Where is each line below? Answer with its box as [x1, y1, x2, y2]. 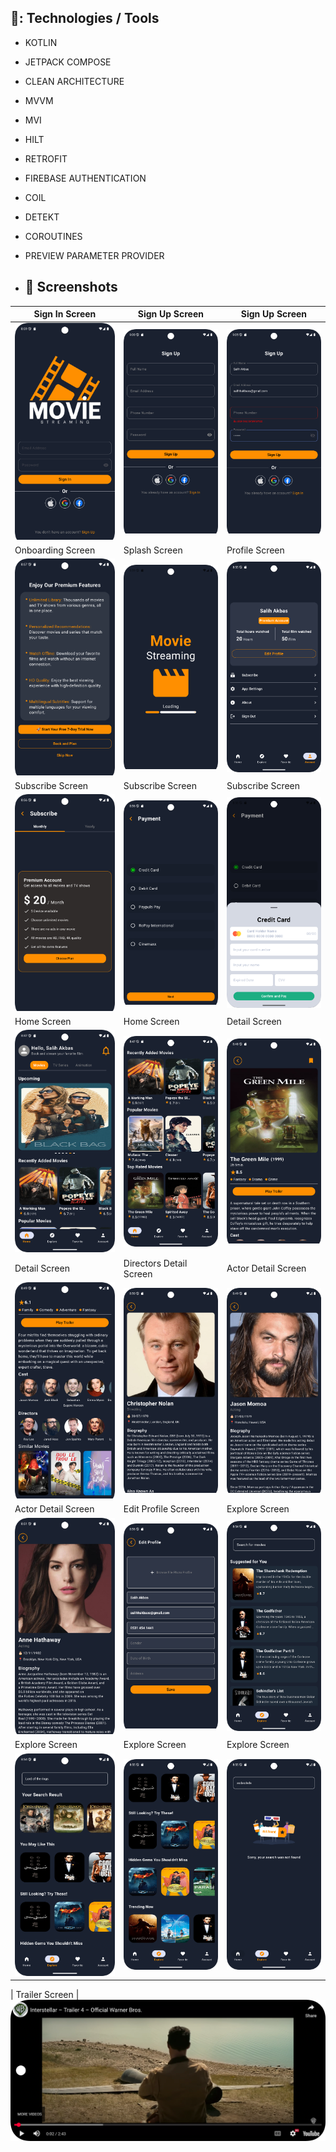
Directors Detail [123, 1257, 188, 1269]
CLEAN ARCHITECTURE [24, 75, 125, 87]
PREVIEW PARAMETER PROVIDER [24, 249, 165, 261]
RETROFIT [24, 152, 68, 165]
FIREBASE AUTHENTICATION [24, 172, 147, 184]
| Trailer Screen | [10, 1989, 80, 2001]
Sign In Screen [33, 308, 97, 320]
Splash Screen [123, 544, 183, 556]
